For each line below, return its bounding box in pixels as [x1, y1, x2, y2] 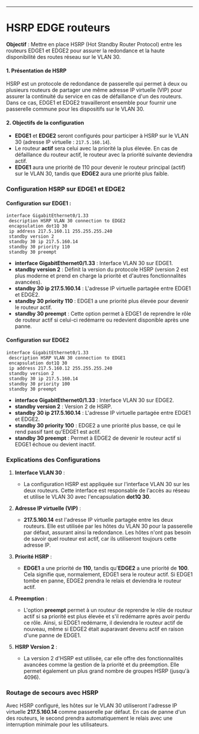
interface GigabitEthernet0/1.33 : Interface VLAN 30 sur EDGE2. [14, 396, 174, 404]
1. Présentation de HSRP [6, 67, 67, 74]
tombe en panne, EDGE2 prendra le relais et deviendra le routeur [23, 577, 182, 584]
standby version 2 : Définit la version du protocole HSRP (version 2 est [14, 266, 188, 273]
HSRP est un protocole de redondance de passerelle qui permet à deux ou [6, 80, 188, 87]
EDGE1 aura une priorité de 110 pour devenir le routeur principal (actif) [14, 164, 186, 171]
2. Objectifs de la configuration [6, 119, 84, 126]
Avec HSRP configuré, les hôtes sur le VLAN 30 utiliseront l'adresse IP [6, 702, 178, 709]
